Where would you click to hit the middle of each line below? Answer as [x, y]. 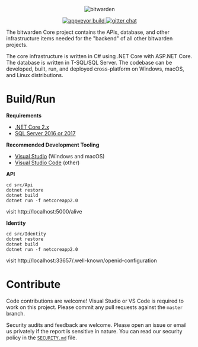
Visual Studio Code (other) [47, 163]
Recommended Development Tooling [53, 145]
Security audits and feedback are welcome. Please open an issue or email [96, 325]
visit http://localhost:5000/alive [44, 211]
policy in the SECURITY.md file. [41, 338]
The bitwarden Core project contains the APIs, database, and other [88, 32]
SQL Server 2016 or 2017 [45, 133]
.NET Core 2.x [32, 127]
